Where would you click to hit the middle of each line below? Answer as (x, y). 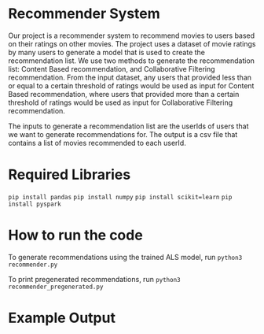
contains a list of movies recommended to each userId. (97, 143)
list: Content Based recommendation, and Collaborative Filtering (112, 69)
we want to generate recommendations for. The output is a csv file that (123, 134)
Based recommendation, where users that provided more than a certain (124, 94)
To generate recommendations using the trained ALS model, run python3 (125, 257)
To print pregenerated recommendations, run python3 (94, 279)
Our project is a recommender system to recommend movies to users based (132, 35)
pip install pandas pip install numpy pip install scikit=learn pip (120, 197)
